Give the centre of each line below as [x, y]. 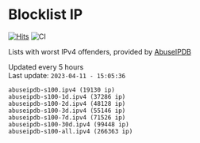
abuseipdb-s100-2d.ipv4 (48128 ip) [67, 103]
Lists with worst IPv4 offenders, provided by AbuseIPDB [100, 51]
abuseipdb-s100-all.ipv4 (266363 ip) [71, 131]
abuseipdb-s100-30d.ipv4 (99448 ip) [69, 124]
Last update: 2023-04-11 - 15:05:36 [67, 75]
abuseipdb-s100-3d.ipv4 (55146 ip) [67, 111]
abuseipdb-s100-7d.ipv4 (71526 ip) [67, 117]
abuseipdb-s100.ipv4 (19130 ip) [62, 90]
